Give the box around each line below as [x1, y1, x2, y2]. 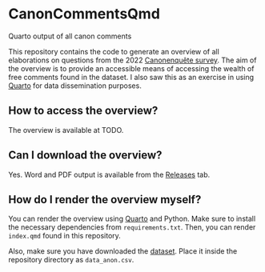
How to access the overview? [8, 104, 159, 118]
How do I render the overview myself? [8, 193, 202, 206]
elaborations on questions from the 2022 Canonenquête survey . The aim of [8, 55, 257, 65]
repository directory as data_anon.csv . [8, 255, 135, 265]
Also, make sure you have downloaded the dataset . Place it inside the [8, 246, 238, 256]
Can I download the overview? [8, 149, 163, 162]
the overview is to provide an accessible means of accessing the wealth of [8, 63, 255, 73]
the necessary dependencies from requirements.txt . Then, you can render [8, 222, 256, 232]
